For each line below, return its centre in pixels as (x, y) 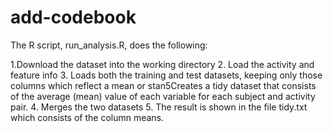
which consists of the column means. (87, 117)
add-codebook (73, 17)
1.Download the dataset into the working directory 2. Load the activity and (162, 64)
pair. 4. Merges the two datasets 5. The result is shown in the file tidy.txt (159, 107)
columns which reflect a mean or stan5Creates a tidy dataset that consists (163, 85)
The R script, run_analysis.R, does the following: (109, 45)
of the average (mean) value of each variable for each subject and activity (163, 96)
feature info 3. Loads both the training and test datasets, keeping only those (166, 75)
